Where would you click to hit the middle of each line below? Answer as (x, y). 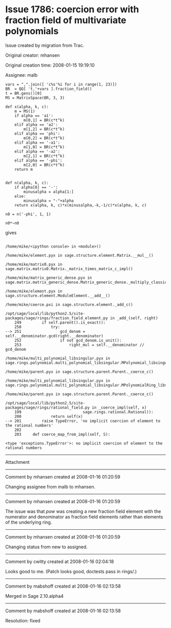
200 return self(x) (49, 416)
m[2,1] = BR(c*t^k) (44, 156)
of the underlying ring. (29, 522)
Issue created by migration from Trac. (45, 45)
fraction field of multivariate (66, 20)
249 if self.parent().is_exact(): (60, 322)
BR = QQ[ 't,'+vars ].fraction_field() (49, 89)
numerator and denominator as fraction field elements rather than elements (84, 517)
